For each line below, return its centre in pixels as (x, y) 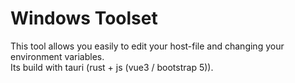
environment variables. (57, 56)
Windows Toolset (84, 18)
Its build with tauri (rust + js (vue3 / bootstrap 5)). (112, 67)
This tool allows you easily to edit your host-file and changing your (147, 46)
